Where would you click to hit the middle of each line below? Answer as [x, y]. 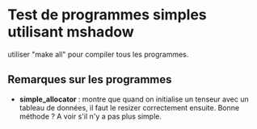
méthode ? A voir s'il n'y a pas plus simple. [91, 116]
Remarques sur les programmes [90, 79]
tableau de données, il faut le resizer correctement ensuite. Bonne [129, 107]
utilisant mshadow [71, 32]
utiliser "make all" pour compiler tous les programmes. [98, 54]
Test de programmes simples [107, 15]
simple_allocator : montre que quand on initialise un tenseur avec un [134, 99]
